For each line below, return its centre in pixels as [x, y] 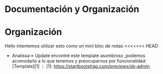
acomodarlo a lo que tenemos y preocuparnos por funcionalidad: [79, 61]
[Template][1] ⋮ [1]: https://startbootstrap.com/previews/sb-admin [81, 66]
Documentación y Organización [72, 9]
